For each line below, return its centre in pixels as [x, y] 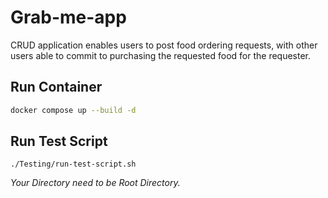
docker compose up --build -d [73, 110]
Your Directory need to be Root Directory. [95, 183]
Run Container [56, 87]
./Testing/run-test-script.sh [73, 164]
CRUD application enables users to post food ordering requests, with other [164, 45]
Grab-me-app [68, 17]
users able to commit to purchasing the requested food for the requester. [161, 55]
